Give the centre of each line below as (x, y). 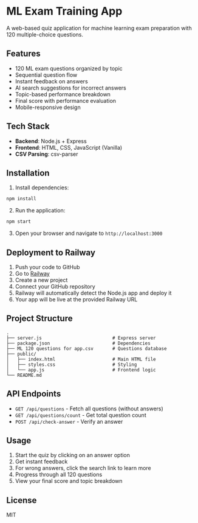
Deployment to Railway (51, 252)
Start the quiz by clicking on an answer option (73, 455)
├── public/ (21, 354)
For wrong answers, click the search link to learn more (83, 468)
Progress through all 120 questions (59, 475)
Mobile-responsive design (48, 107)
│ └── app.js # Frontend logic (81, 370)
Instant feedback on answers (51, 81)
